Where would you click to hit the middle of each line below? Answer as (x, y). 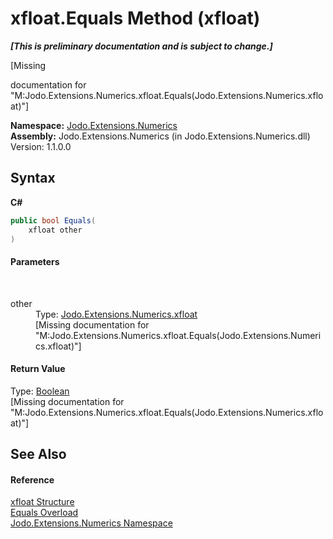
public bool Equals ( (53, 220)
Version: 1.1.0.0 (41, 146)
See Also (38, 454)
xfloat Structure (42, 502)
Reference (32, 479)
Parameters (35, 261)
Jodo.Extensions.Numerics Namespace (91, 523)
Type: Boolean (40, 391)
